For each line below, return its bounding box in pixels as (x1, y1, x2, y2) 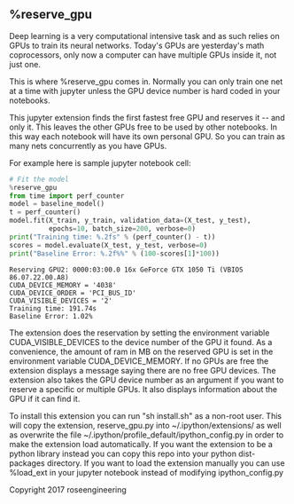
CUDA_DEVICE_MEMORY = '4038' (9, 280, 117, 289)
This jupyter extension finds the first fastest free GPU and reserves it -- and (9, 112, 285, 122)
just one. (9, 59, 42, 69)
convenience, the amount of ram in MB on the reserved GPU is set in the (9, 346, 274, 357)
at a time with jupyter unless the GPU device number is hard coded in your (9, 85, 281, 96)
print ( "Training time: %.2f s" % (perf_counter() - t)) (9, 232, 216, 241)
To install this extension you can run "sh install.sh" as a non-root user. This (9, 410, 282, 421)
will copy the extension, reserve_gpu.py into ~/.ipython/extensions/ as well (9, 420, 282, 430)
